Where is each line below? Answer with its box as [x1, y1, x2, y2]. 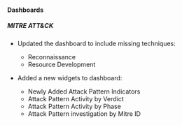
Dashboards [7, 6, 44, 14]
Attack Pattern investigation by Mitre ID [27, 109, 141, 118]
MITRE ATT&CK [7, 22, 54, 30]
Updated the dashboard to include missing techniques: [17, 39, 176, 47]
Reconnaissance [27, 52, 76, 61]
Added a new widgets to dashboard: [17, 73, 122, 82]
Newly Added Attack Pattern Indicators [27, 87, 141, 96]
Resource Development [27, 60, 96, 68]
